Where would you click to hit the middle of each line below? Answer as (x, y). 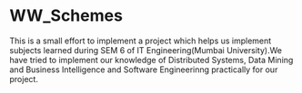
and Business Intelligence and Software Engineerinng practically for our (144, 70)
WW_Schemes (66, 16)
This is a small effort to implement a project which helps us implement (141, 41)
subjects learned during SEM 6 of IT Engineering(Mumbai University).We (146, 50)
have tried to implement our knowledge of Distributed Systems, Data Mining (151, 60)
